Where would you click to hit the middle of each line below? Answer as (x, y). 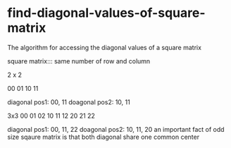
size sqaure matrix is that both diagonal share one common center (103, 137)
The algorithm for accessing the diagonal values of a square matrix (105, 47)
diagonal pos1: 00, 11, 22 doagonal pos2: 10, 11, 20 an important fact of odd (116, 129)
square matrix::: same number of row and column (79, 61)
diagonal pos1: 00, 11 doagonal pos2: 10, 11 (69, 102)
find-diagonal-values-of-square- (106, 13)
